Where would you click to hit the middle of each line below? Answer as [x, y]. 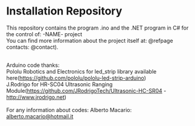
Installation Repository [64, 11]
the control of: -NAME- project [44, 34]
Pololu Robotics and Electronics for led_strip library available [82, 71]
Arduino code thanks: [33, 65]
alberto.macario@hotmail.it [40, 116]
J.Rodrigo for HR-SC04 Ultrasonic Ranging [59, 84]
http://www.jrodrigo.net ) [36, 97]
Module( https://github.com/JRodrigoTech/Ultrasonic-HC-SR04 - [86, 90]
